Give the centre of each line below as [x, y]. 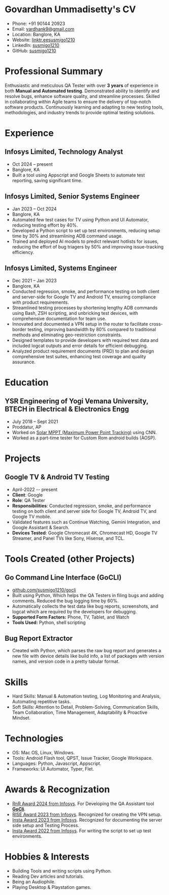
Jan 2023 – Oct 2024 [34, 209]
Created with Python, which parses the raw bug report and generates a [87, 651]
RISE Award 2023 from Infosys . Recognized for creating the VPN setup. [87, 814]
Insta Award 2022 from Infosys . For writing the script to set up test [82, 831]
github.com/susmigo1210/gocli [44, 590]
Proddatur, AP [27, 427]
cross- [156, 324]
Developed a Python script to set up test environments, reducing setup [86, 230]
